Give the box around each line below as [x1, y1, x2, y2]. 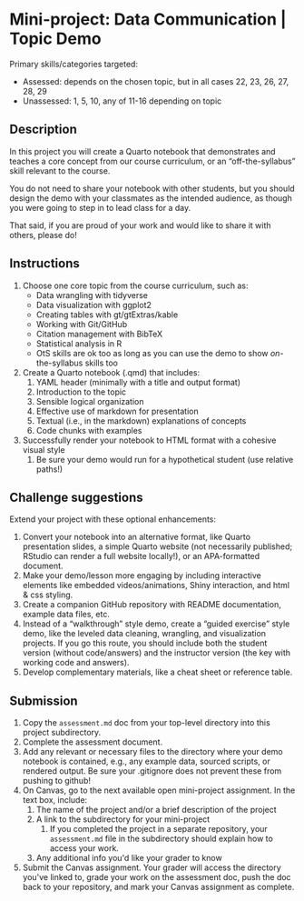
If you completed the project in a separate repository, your [49, 824, 268, 835]
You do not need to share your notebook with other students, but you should [9, 183, 295, 194]
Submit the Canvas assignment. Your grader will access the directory [22, 862, 281, 873]
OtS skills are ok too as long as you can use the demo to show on [35, 347, 280, 358]
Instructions [9, 255, 80, 272]
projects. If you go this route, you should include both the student [22, 637, 268, 649]
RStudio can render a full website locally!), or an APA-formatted [22, 551, 260, 562]
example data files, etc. [22, 609, 111, 620]
